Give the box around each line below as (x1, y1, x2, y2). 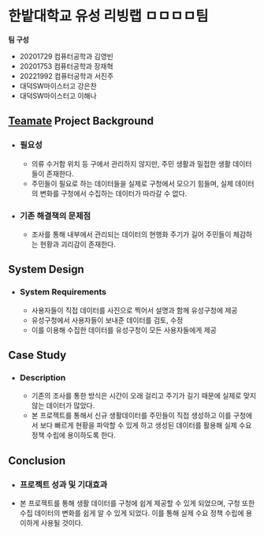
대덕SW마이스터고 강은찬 (19, 80, 97, 91)
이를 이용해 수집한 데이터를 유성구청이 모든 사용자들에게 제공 (31, 325, 217, 335)
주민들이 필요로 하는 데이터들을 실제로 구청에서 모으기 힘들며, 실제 (31, 178, 234, 188)
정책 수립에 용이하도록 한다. (31, 431, 116, 440)
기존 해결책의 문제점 (19, 210, 91, 221)
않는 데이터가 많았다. (31, 401, 95, 410)
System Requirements (19, 286, 107, 297)
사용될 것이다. (40, 518, 84, 527)
